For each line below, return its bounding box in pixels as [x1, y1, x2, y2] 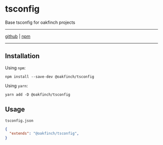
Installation [5, 52, 40, 60]
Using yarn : [5, 82, 28, 88]
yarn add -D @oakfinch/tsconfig [5, 92, 70, 97]
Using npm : [5, 64, 26, 71]
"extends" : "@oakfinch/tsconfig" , [9, 131, 79, 136]
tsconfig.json [5, 118, 34, 123]
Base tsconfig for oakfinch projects [5, 19, 75, 25]
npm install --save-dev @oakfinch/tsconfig [5, 74, 95, 79]
